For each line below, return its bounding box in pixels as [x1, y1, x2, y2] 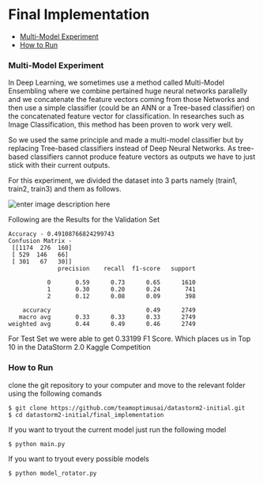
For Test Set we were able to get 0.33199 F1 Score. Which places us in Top [8, 334, 251, 343]
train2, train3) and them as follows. [8, 184, 122, 194]
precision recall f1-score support [58, 265, 196, 273]
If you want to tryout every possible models [8, 453, 150, 464]
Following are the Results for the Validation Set [8, 215, 160, 225]
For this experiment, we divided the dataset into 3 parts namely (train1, [8, 176, 238, 185]
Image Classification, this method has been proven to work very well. [8, 120, 233, 130]
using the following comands [8, 388, 103, 398]
